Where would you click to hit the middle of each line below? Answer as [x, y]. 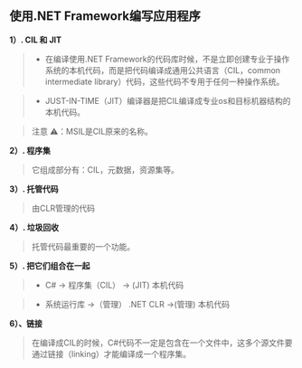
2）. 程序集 [30, 150]
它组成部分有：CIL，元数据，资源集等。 [105, 169]
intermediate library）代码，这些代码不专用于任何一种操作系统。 [165, 81]
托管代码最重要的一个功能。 [83, 246]
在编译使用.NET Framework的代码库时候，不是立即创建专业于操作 [167, 59]
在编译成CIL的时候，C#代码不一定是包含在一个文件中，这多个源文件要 [162, 343]
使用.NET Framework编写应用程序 [105, 16]
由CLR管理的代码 [63, 208]
